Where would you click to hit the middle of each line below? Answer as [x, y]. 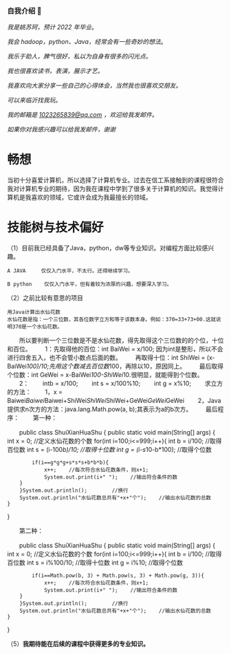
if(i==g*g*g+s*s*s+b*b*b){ [70, 463]
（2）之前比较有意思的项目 [45, 298]
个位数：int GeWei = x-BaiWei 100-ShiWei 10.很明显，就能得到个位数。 [105, 375]
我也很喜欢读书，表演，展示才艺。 [55, 71]
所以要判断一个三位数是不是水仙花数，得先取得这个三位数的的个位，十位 [121, 340]
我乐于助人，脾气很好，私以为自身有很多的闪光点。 [79, 56]
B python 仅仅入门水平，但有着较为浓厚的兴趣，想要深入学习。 [90, 284]
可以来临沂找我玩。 [34, 100]
